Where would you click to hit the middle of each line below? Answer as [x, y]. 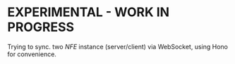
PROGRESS [41, 27]
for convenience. [32, 54]
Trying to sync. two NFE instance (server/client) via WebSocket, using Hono [117, 46]
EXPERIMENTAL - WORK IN [89, 12]
